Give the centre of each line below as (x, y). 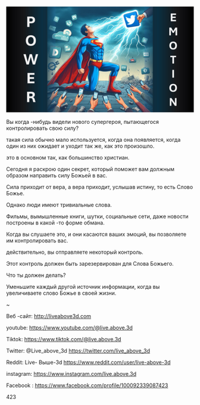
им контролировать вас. (37, 240)
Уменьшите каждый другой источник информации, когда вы (83, 286)
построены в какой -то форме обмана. (56, 222)
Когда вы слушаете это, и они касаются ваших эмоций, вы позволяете (96, 234)
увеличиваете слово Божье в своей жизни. (61, 293)
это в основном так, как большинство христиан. (68, 157)
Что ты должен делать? (36, 275)
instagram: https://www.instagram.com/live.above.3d (71, 373)
